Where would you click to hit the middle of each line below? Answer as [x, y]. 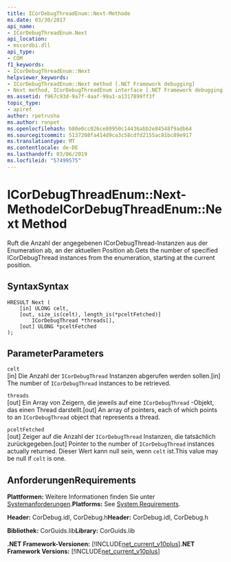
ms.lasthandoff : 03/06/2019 [47, 154]
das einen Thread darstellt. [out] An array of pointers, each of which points [112, 410]
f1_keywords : [26, 65]
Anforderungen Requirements [71, 480]
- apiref [20, 109]
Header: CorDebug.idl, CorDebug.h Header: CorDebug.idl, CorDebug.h [108, 517]
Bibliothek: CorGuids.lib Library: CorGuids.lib [71, 531]
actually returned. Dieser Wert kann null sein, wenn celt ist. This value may [113, 451]
